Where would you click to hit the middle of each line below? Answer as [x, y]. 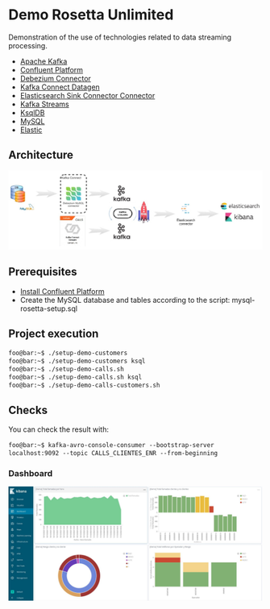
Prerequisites [43, 272]
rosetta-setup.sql [49, 309]
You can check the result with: [58, 429]
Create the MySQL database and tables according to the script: [125, 300]
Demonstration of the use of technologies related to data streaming [120, 37]
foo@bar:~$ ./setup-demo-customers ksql [77, 361]
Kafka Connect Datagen [60, 87]
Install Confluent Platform [62, 291]
